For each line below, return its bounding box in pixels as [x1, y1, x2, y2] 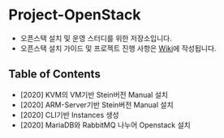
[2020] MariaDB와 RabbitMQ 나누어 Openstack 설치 [19, 119, 191, 130]
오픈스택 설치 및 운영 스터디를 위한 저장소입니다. [19, 33, 172, 43]
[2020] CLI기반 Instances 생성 [19, 110, 119, 119]
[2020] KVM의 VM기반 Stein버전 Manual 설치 [19, 90, 169, 99]
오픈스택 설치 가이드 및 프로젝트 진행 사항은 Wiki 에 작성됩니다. [19, 43, 217, 53]
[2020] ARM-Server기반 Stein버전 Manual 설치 [19, 99, 174, 110]
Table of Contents [8, 67, 101, 82]
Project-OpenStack [8, 6, 141, 24]
